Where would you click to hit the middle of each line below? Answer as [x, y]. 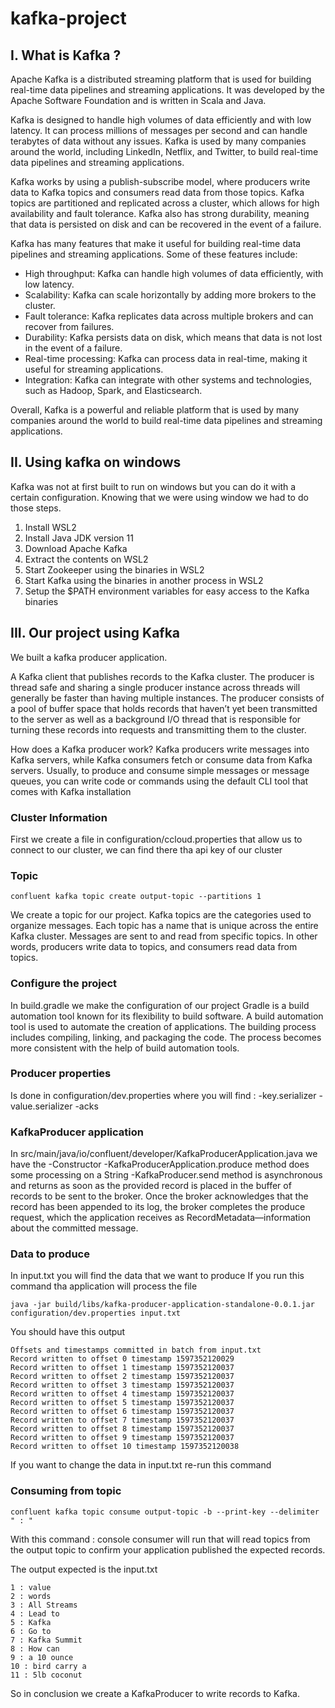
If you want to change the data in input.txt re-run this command [141, 1465]
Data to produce [50, 1254]
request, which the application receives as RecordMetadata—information [161, 1218]
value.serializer [41, 1106]
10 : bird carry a [48, 1666]
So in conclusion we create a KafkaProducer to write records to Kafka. [155, 1693]
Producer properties [61, 1074]
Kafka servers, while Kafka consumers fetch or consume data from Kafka [161, 759]
